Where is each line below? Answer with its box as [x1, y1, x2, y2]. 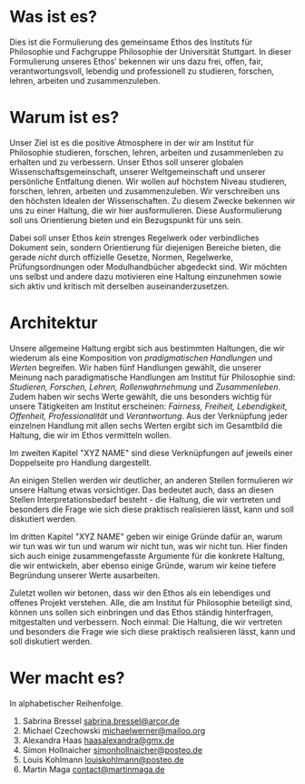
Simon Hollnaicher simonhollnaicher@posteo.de [22, 744, 202, 755]
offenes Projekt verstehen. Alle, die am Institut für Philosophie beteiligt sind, [9, 596, 293, 607]
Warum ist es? [9, 107, 120, 128]
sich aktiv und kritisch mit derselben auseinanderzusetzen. [9, 280, 230, 291]
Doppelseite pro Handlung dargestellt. [9, 457, 152, 468]
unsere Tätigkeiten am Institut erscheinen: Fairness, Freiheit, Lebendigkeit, [9, 401, 288, 412]
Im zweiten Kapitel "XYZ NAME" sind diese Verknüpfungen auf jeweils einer [9, 447, 293, 458]
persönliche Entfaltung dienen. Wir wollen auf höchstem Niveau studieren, [9, 176, 288, 187]
